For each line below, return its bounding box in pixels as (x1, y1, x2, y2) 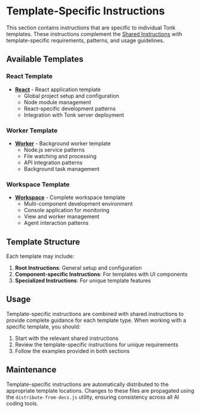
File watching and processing (23, 152, 97, 159)
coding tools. (6, 400, 39, 407)
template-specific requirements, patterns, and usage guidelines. (6, 37, 165, 44)
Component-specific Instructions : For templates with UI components (14, 271, 188, 278)
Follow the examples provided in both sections (14, 347, 130, 354)
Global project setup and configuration (23, 92, 120, 100)
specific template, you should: (6, 322, 81, 330)
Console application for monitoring (23, 207, 110, 214)
